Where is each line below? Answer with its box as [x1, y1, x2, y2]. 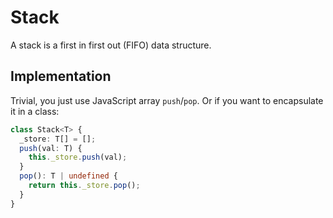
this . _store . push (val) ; [28, 152, 128, 163]
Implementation [10, 68, 112, 85]
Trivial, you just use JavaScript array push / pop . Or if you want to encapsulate [10, 94, 324, 106]
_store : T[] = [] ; [19, 134, 97, 144]
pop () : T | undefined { [19, 171, 118, 181]
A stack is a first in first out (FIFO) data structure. [10, 39, 212, 51]
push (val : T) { [19, 143, 83, 153]
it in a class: [10, 105, 60, 117]
